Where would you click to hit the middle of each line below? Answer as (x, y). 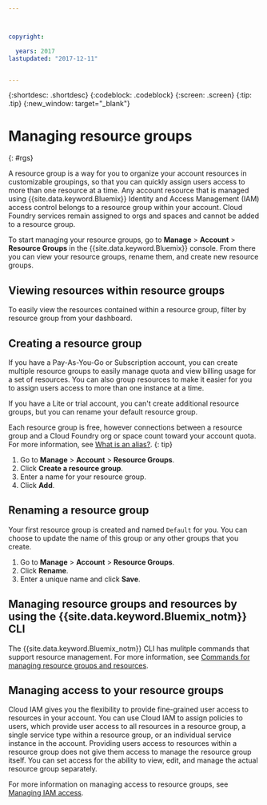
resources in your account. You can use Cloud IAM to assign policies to (126, 718)
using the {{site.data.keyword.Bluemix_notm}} (128, 617)
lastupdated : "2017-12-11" (53, 58)
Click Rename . (44, 570)
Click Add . (37, 485)
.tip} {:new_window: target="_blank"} (69, 104)
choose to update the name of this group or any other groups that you (124, 538)
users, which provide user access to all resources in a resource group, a (127, 727)
